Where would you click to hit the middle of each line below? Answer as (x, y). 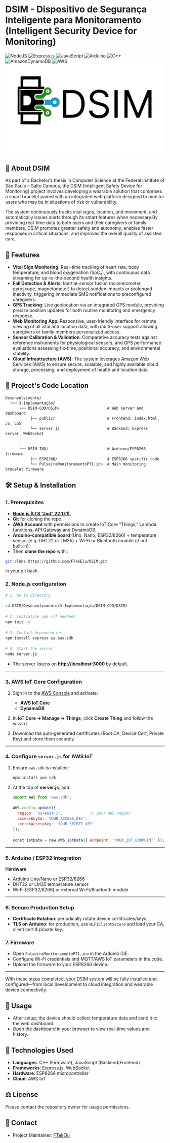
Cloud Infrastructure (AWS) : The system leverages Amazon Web (81, 359)
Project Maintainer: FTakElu (41, 1135)
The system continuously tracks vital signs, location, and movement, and (81, 212)
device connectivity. (26, 990)
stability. (21, 354)
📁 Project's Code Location (47, 385)
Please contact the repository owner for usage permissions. (68, 1107)
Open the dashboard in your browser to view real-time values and (81, 1029)
